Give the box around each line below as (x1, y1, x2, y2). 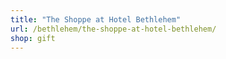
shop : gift (10, 33, 56, 43)
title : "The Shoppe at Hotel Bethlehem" (10, 14, 182, 25)
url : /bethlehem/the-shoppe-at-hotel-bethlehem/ (10, 24, 217, 34)
